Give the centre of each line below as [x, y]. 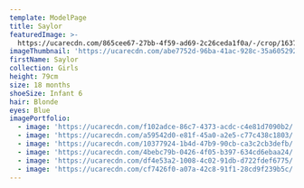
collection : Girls [44, 69]
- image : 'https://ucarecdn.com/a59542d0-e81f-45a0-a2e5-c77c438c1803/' [157, 136]
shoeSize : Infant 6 [46, 93]
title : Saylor [36, 26]
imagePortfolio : [40, 118]
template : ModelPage [48, 18]
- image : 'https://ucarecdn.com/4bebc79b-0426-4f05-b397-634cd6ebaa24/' [157, 152]
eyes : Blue [30, 110]
